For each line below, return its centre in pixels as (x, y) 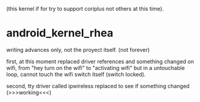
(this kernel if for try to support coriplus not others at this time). (85, 9)
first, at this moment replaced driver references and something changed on (100, 61)
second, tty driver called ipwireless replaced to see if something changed (98, 86)
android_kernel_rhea (60, 33)
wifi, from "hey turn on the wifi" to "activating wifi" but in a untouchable (95, 68)
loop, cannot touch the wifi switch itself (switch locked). (76, 74)
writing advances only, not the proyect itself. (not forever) (78, 49)
